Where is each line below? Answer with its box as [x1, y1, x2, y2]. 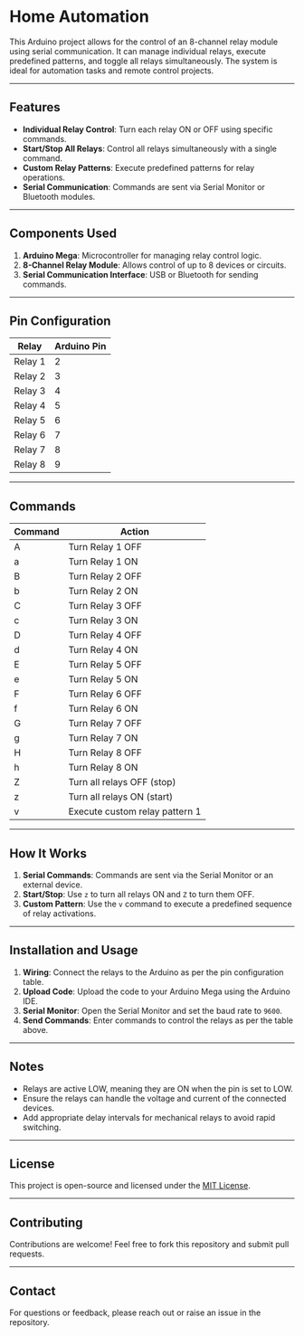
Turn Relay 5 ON [68, 673, 138, 686]
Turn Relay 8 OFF [68, 746, 142, 759]
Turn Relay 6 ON [68, 703, 138, 715]
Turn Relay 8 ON [68, 762, 138, 774]
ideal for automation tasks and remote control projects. [9, 65, 214, 76]
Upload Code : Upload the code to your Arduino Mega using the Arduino [22, 986, 291, 997]
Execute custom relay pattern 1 [68, 805, 202, 818]
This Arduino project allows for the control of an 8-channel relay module [9, 36, 279, 47]
